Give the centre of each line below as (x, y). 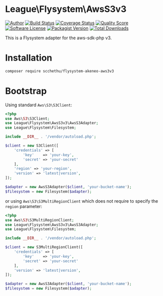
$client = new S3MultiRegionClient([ (44, 247)
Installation (29, 58)
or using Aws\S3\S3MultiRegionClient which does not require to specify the (82, 201)
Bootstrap (26, 91)
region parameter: (24, 206)
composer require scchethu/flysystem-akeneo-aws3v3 (59, 71)
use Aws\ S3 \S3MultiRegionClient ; (40, 220)
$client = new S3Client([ (32, 146)
